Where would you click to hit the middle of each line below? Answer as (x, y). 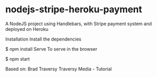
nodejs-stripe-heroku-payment (74, 9)
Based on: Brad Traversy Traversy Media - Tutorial (58, 69)
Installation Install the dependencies (43, 39)
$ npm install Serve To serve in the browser (51, 49)
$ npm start (17, 59)
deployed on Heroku (27, 29)
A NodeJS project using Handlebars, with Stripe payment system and (79, 24)
